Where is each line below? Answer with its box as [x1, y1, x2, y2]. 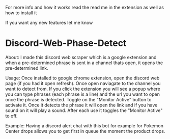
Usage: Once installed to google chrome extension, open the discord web [5, 75, 160, 81]
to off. [5, 113, 18, 119]
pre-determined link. [5, 65, 48, 71]
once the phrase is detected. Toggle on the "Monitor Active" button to [5, 96, 152, 102]
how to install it [5, 10, 37, 16]
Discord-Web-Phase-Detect [5, 38, 127, 49]
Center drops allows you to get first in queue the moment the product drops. [5, 128, 165, 134]
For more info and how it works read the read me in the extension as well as [5, 5, 164, 10]
